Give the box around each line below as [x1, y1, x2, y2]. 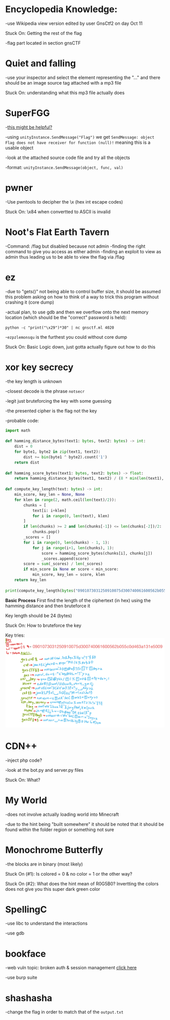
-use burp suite [5, 974, 37, 980]
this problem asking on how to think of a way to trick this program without [5, 294, 159, 300]
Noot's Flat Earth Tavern [5, 226, 110, 238]
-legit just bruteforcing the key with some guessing [5, 398, 112, 404]
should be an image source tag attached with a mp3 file [5, 80, 121, 86]
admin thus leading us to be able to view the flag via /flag [5, 254, 125, 260]
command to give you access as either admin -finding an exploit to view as [5, 248, 161, 254]
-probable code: [5, 417, 39, 423]
